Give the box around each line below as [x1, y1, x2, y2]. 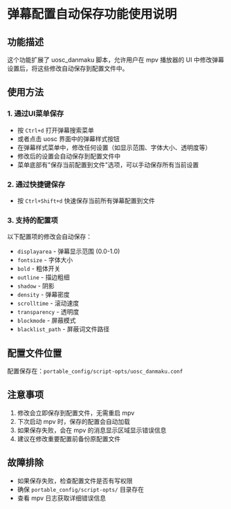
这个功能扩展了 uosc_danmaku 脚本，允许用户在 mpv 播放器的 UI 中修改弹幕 [7, 56, 225, 64]
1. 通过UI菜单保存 [7, 109, 64, 118]
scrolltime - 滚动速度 [17, 299, 80, 308]
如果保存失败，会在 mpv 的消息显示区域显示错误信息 [17, 426, 167, 434]
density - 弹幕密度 [17, 290, 71, 299]
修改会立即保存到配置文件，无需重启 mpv [17, 409, 135, 417]
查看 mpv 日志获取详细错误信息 [17, 494, 107, 502]
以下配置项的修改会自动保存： [7, 232, 92, 241]
